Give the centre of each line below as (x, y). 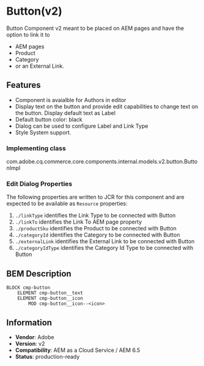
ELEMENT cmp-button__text (50, 293)
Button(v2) (35, 11)
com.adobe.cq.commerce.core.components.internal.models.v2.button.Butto (102, 162)
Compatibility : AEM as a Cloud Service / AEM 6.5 (78, 350)
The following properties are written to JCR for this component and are (95, 197)
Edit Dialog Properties (39, 183)
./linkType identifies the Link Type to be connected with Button (95, 216)
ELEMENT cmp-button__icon (50, 298)
